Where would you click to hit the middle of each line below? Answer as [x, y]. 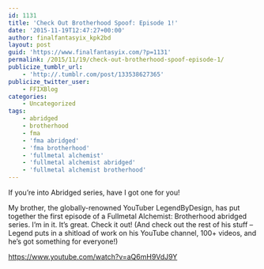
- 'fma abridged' [51, 140]
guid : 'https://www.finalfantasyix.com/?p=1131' [90, 52]
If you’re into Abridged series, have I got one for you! [94, 192]
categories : [28, 97]
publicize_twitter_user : [49, 81]
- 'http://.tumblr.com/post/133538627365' [93, 74]
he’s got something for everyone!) [63, 241]
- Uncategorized [49, 104]
